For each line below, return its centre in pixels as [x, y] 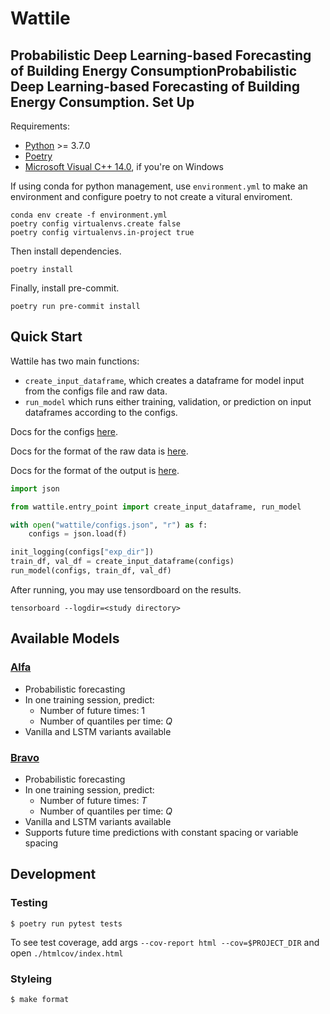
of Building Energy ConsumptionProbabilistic [154, 70]
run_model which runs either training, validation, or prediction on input [168, 401]
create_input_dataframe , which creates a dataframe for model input [164, 380]
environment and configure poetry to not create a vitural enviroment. [151, 196]
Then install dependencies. [66, 251]
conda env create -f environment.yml [89, 215]
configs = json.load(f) [78, 534]
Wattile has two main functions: [75, 361]
